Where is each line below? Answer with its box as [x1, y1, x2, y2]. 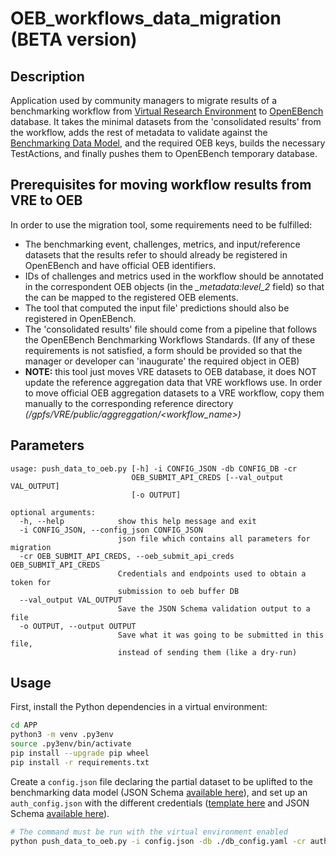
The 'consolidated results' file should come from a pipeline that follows [24, 323, 318, 335]
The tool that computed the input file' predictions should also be [24, 302, 290, 314]
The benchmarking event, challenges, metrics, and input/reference [24, 238, 301, 250]
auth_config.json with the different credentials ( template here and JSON [10, 797, 310, 809]
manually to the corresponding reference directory [24, 397, 234, 409]
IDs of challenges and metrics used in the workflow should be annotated [24, 270, 324, 282]
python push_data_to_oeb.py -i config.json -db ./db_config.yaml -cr [10, 836, 307, 846]
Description [10, 68, 85, 85]
